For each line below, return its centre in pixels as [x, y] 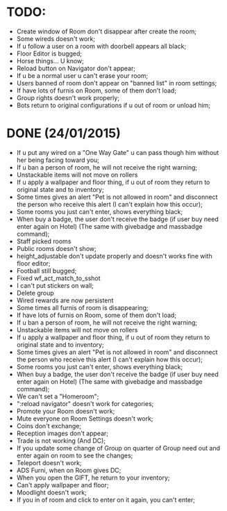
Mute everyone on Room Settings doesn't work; [85, 419]
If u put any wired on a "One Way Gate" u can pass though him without [118, 152]
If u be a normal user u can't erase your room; [82, 75]
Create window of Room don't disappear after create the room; [107, 31]
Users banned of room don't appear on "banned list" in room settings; [117, 83]
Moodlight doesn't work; [52, 492]
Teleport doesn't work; [49, 462]
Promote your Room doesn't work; [66, 411]
